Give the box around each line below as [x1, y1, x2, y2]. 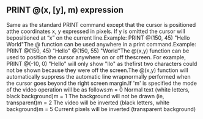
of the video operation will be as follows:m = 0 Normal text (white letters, [6, 85, 190, 93]
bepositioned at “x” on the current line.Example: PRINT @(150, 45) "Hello [6, 34, 190, 41]
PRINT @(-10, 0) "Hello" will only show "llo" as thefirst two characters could [6, 60, 197, 67]
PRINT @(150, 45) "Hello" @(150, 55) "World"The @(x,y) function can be [6, 47, 190, 54]
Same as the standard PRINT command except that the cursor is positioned [6, 21, 196, 28]
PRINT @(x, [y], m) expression [6, 5, 124, 15]
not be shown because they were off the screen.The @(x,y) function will [6, 67, 188, 74]
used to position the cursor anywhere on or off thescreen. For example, [6, 53, 186, 60]
